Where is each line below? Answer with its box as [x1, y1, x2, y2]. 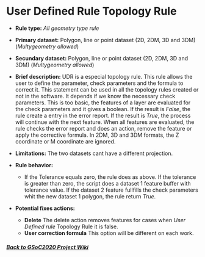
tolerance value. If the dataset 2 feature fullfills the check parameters [24, 186, 198, 194]
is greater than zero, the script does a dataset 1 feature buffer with [24, 179, 191, 187]
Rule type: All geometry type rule [15, 24, 99, 32]
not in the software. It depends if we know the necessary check [15, 92, 176, 100]
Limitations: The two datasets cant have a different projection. [15, 150, 173, 157]
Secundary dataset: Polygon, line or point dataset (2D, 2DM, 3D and [15, 54, 189, 62]
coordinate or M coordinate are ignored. [15, 137, 116, 145]
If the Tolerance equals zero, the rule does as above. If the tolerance [24, 173, 196, 181]
